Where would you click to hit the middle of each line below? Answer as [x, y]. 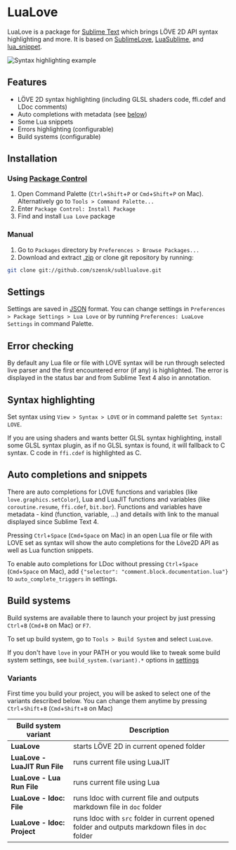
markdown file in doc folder [117, 806]
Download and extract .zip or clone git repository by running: [106, 257]
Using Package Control [47, 178]
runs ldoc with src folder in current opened [144, 818]
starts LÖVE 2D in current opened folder [139, 746]
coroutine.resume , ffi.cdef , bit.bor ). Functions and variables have [105, 506]
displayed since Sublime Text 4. [53, 521]
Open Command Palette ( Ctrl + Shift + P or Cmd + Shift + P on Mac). [110, 194]
